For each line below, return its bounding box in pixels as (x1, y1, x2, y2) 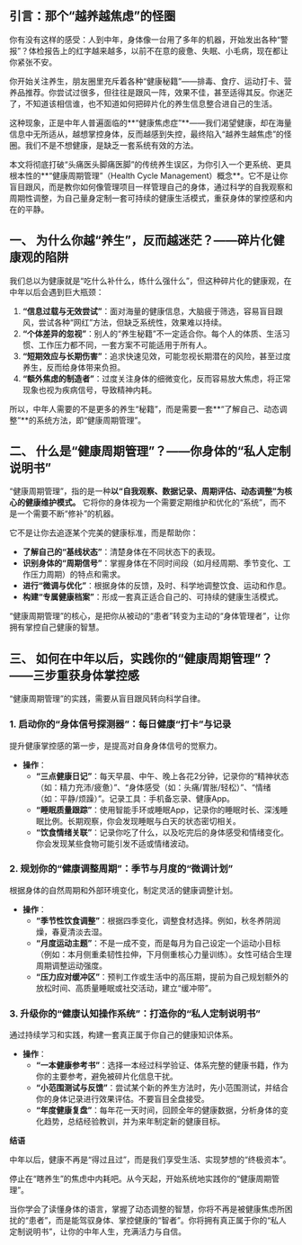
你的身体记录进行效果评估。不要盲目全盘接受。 (35, 1094, 209, 1105)
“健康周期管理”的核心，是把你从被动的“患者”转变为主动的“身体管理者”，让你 (9, 611, 290, 622)
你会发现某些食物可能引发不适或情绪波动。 (35, 837, 194, 848)
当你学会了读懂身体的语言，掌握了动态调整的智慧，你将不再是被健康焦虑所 (9, 1204, 285, 1214)
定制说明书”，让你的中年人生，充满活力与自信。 (9, 1226, 187, 1237)
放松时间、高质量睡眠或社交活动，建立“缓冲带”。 (35, 982, 217, 993)
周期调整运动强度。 (35, 960, 108, 971)
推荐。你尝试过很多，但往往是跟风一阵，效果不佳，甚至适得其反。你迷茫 (24, 86, 293, 97)
